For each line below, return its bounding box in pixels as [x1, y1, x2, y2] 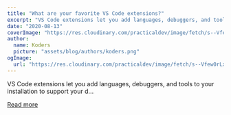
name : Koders [13, 42, 51, 49]
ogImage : [7, 55, 32, 62]
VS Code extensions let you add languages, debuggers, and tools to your [7, 79, 214, 88]
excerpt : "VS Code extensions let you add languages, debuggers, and [7, 16, 211, 23]
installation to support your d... [7, 87, 94, 95]
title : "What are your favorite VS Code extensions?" [7, 10, 165, 17]
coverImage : [7, 29, 41, 36]
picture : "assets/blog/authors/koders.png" [13, 49, 140, 55]
